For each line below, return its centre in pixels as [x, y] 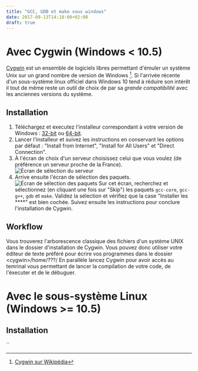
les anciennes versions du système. [49, 94]
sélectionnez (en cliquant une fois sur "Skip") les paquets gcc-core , [96, 189]
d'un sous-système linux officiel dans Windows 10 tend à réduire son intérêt [98, 81]
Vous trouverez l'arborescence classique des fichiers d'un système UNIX [95, 241]
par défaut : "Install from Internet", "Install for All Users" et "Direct [94, 146]
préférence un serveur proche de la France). [68, 164]
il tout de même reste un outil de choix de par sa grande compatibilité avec [97, 88]
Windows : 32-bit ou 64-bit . [48, 133]
